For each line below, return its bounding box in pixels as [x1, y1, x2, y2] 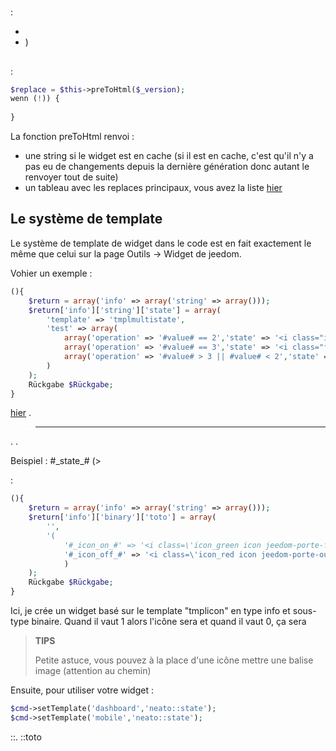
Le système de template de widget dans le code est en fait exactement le [10, 237, 312, 249]
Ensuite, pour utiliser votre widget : [10, 684, 154, 696]
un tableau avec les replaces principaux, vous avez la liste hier [24, 182, 283, 194]
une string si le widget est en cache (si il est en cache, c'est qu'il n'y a [24, 150, 314, 162]
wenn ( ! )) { [10, 94, 60, 104]
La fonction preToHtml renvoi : [10, 131, 135, 143]
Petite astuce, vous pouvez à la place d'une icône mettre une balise [34, 654, 314, 666]
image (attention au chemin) [34, 665, 152, 677]
